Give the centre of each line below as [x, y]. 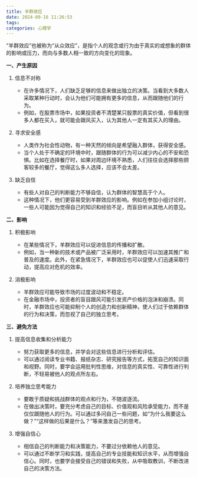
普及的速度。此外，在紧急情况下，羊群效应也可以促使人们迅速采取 [104, 260]
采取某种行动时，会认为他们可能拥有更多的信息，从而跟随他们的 [101, 98]
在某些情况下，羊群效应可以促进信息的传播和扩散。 [86, 245]
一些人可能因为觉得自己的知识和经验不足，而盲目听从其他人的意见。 [106, 207]
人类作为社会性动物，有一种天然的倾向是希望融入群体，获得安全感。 [106, 145]
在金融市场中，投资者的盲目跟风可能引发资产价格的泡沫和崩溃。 [101, 299]
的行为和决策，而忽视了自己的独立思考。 [73, 314]
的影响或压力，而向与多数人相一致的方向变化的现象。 [71, 53]
